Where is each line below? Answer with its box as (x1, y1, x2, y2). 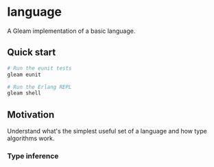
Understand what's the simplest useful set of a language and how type (7, 127, 207, 136)
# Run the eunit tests (7, 64, 72, 72)
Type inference (7, 151, 59, 161)
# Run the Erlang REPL (7, 83, 72, 90)
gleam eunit (7, 71, 41, 78)
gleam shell (7, 90, 41, 97)
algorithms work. (7, 134, 55, 142)
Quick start (7, 47, 56, 58)
